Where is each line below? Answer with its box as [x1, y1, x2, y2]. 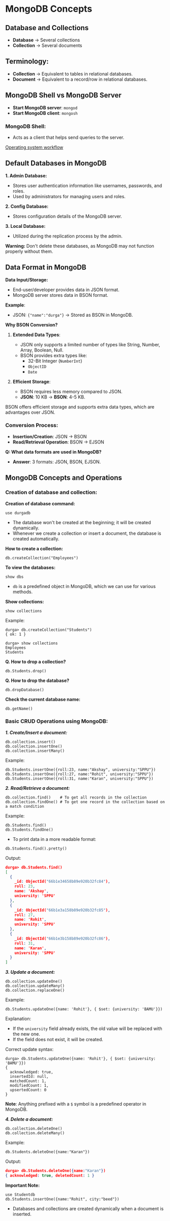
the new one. [12, 1031, 41, 1037]
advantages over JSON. [5, 409, 55, 415]
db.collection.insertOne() [5, 744, 63, 749]
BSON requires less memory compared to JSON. [20, 388, 123, 394]
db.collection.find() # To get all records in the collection [5, 795, 147, 800]
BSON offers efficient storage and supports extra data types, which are [5, 404, 155, 410]
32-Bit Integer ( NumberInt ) [27, 358, 82, 364]
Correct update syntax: [5, 1046, 54, 1052]
